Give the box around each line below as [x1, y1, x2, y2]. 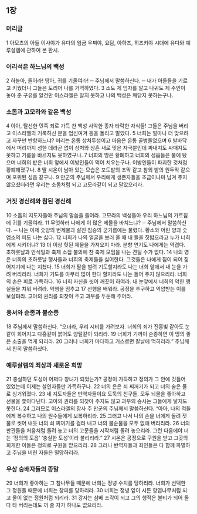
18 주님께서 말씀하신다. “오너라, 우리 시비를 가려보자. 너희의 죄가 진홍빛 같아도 [6, 322, 184, 330]
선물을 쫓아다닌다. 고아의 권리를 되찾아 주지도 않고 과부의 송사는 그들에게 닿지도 [6, 398, 188, 405]
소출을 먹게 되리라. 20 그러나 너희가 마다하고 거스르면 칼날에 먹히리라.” [12, 337, 174, 345]
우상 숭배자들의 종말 [6, 465, 59, 473]
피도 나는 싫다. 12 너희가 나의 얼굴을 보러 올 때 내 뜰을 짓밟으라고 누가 [21, 234, 180, 241]
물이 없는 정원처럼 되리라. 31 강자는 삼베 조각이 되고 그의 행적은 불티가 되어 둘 [12, 494, 189, 501]
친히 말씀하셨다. [12, 345, 49, 352]
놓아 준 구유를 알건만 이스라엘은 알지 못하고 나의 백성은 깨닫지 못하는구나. [6, 92, 174, 99]
